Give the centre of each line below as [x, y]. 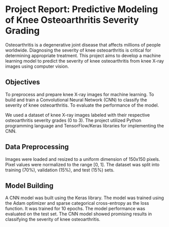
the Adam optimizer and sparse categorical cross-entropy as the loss [77, 203]
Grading [22, 31]
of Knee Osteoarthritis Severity [72, 20]
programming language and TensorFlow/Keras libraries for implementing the [84, 125]
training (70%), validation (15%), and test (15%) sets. [60, 170]
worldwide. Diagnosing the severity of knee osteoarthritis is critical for [78, 50]
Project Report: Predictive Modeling [81, 9]
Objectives [23, 82]
